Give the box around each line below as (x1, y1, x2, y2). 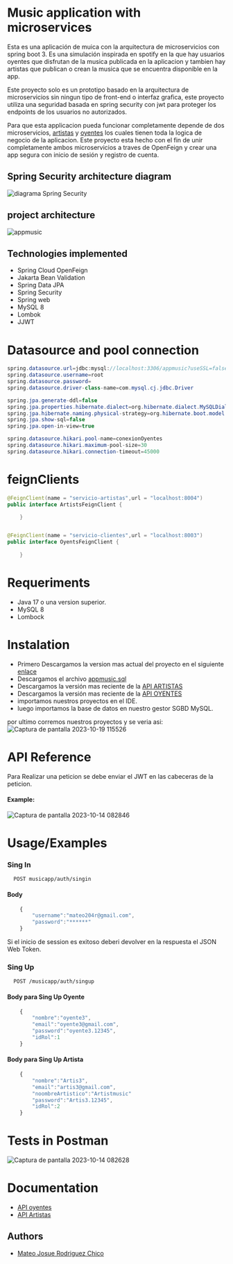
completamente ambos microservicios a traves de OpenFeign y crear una (7, 143, 217, 151)
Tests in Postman (7, 1133, 109, 1149)
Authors (7, 1231, 44, 1242)
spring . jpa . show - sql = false (7, 416, 85, 423)
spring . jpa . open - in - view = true (7, 423, 95, 430)
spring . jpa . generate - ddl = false (7, 397, 98, 404)
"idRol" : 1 (32, 1034, 60, 1041)
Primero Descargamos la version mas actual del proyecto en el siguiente (17, 659, 224, 668)
